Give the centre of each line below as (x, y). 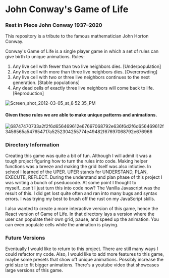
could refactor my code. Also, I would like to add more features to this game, (85, 254)
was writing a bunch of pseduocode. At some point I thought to (71, 182)
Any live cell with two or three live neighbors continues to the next (81, 77)
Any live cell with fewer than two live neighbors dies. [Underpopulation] (87, 66)
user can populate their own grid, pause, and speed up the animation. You (82, 219)
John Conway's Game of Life (67, 9)
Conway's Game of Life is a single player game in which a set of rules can (82, 51)
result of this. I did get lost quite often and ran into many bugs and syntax (81, 193)
